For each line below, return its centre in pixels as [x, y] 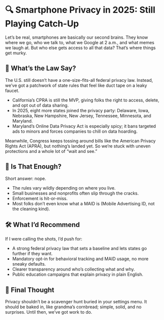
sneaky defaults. [29, 264]
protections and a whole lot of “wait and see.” [51, 151]
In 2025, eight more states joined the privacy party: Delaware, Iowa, [81, 110]
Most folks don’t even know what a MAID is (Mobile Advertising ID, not [83, 203]
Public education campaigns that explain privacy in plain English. [78, 274]
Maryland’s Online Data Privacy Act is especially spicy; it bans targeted [84, 126]
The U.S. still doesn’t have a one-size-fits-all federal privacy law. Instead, [79, 80]
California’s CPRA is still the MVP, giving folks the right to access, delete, [86, 100]
